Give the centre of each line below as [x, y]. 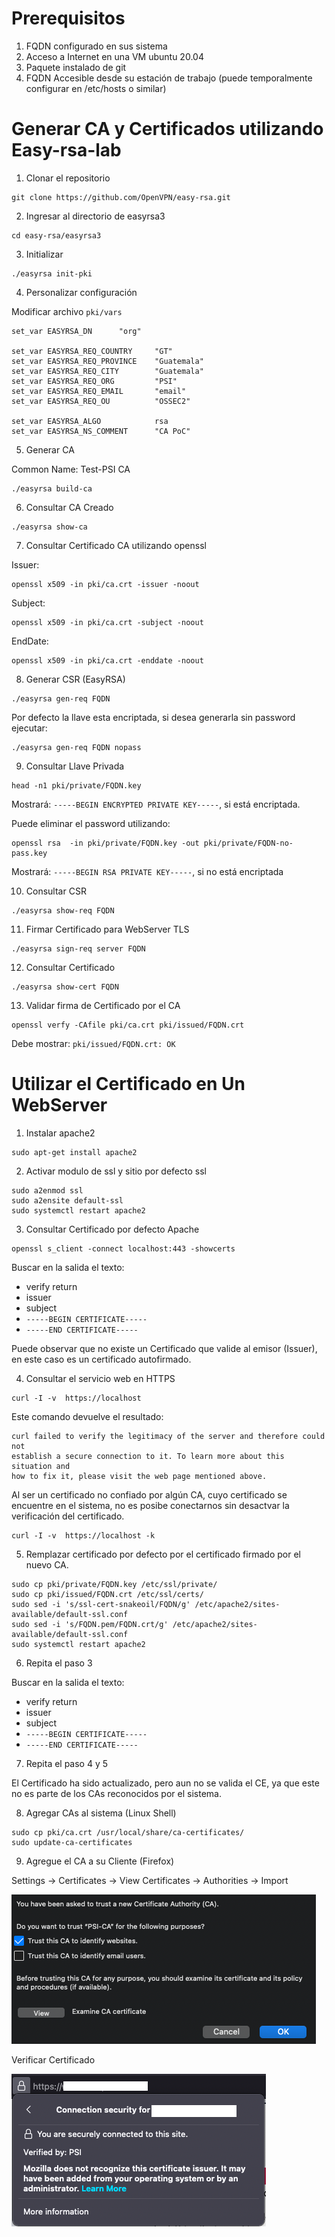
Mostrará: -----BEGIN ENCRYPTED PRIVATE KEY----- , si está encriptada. [156, 804]
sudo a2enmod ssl [47, 1190]
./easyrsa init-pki [52, 273]
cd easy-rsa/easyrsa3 [56, 235]
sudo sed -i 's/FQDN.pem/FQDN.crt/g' [90, 1624]
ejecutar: [29, 728]
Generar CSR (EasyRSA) [75, 679]
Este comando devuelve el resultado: [87, 1416]
